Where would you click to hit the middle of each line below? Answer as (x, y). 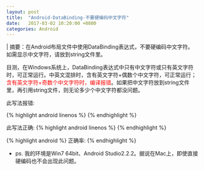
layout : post (23, 12)
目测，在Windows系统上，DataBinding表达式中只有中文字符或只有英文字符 (100, 67)
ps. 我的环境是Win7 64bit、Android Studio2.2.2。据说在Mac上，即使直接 (107, 154)
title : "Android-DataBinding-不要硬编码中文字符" (68, 18)
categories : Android (33, 29)
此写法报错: (21, 103)
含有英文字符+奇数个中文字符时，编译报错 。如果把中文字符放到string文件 (98, 83)
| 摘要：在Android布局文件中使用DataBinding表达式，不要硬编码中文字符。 (100, 47)
